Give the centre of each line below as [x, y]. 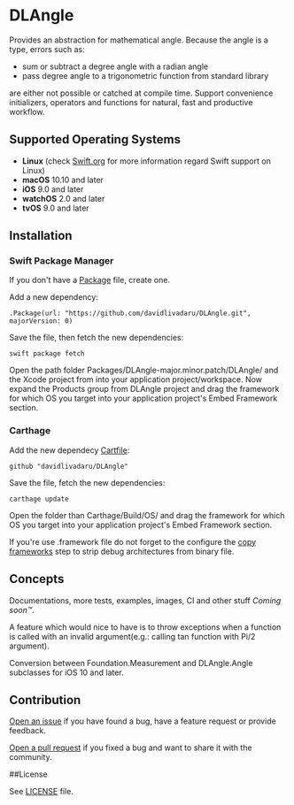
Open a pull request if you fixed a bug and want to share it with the [131, 747]
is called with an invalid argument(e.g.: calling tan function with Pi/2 [132, 636]
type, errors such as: [47, 49]
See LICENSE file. [41, 792]
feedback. [27, 731]
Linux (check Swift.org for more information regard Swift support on [147, 161]
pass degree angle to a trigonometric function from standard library [145, 75]
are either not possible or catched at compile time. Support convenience [141, 93]
